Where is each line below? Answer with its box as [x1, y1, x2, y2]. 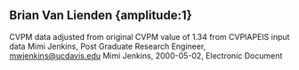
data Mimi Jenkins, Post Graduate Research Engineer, [9, 41, 206, 51]
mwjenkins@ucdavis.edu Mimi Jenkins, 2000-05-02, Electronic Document [9, 50, 283, 61]
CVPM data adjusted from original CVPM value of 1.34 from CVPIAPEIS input [9, 31, 290, 42]
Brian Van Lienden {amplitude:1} [9, 8, 193, 23]
